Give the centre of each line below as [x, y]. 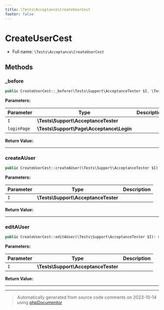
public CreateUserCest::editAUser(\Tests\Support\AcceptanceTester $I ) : [81, 237]
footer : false [20, 14]
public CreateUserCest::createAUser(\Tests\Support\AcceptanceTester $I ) [82, 168]
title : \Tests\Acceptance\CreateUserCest [48, 10]
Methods [19, 67]
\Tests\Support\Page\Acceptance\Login [84, 129]
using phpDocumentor [40, 303]
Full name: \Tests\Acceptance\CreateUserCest [58, 52]
